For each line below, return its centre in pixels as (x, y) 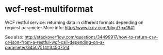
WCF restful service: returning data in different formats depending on (74, 22)
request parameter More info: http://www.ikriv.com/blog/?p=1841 (70, 27)
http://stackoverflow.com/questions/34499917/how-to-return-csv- (91, 37)
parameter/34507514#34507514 (37, 47)
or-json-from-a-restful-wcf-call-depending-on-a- (55, 42)
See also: (14, 37)
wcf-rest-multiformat (49, 9)
